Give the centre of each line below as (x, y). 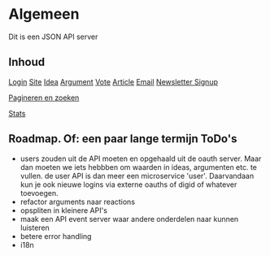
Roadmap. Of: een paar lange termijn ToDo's (123, 139)
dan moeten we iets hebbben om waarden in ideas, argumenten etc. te (139, 167)
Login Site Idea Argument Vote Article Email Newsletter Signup (113, 81)
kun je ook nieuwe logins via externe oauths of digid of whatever (128, 184)
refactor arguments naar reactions (78, 202)
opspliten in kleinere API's (64, 210)
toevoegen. (39, 193)
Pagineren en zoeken (44, 98)
